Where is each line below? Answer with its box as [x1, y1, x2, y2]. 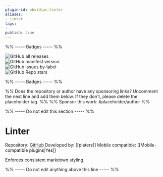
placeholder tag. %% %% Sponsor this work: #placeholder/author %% [5, 99, 150, 104]
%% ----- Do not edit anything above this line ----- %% [5, 166, 119, 172]
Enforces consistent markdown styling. [5, 157, 85, 163]
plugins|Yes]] [29, 147, 56, 153]
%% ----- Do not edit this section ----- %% [5, 108, 95, 114]
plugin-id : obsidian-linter [5, 7, 63, 12]
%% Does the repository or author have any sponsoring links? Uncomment [5, 88, 158, 94]
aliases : [5, 12, 23, 17]
